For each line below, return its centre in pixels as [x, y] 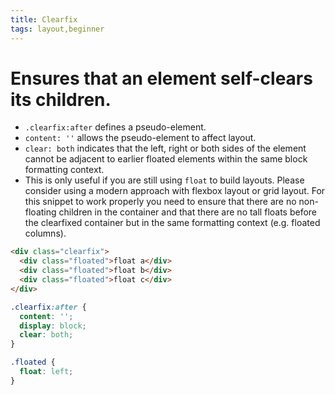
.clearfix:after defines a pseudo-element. [115, 127]
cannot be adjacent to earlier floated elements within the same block [166, 159]
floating [40, 212]
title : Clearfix [44, 19]
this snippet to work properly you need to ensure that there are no [160, 202]
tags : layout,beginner [57, 29]
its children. [61, 99]
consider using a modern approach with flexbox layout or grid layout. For [175, 191]
